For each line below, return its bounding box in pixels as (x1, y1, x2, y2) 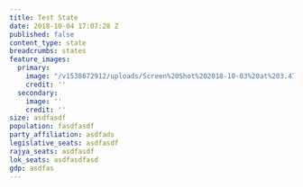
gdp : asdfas (9, 164, 54, 173)
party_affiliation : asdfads (9, 130, 115, 139)
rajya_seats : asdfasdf (9, 147, 95, 156)
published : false (9, 30, 75, 39)
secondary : (17, 88, 59, 97)
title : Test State (9, 13, 78, 22)
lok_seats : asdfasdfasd (9, 155, 99, 165)
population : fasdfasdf (9, 122, 95, 131)
